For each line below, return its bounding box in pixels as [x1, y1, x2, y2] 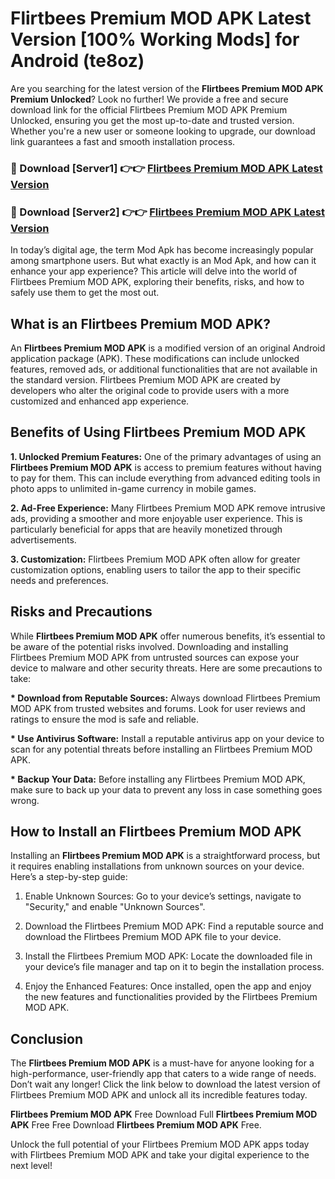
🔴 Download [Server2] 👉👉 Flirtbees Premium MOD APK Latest [10, 205, 325, 219]
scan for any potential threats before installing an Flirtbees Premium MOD [10, 743, 313, 755]
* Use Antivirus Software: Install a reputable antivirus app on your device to [10, 732, 325, 744]
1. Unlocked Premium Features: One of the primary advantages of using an [10, 450, 322, 462]
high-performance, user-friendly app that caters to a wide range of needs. [10, 1068, 317, 1080]
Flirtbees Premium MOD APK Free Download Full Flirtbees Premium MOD [10, 1108, 318, 1121]
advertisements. [10, 533, 77, 546]
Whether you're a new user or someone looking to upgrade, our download [10, 125, 316, 137]
